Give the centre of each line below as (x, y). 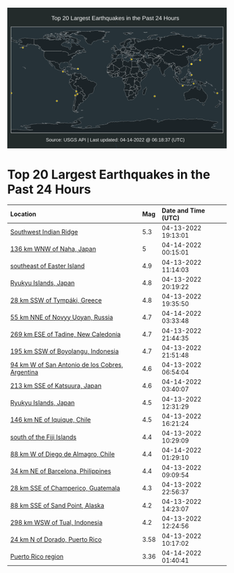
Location (23, 214)
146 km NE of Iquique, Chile (50, 420)
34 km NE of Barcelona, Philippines (61, 471)
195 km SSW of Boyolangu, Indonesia (64, 351)
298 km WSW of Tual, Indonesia (56, 522)
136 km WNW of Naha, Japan (53, 249)
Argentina (24, 372)
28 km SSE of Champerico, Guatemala (65, 488)
